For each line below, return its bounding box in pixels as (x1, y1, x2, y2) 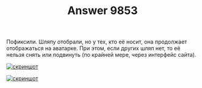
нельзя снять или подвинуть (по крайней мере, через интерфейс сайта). (6, 51, 197, 59)
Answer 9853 (67, 4, 139, 18)
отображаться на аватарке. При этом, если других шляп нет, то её (6, 45, 181, 52)
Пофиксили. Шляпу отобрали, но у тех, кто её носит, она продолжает (6, 38, 187, 46)
